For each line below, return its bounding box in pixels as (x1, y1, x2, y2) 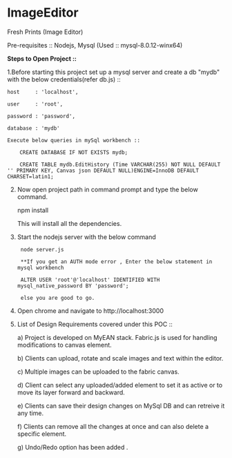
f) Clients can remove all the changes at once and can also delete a (17, 422, 209, 430)
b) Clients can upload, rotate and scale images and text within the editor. (17, 354, 224, 362)
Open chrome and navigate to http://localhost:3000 (17, 306, 164, 315)
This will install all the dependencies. (17, 219, 122, 227)
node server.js (20, 246, 64, 253)
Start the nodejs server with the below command (17, 233, 157, 241)
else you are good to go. (20, 294, 95, 301)
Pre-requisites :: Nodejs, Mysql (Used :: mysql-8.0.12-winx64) (7, 41, 183, 49)
